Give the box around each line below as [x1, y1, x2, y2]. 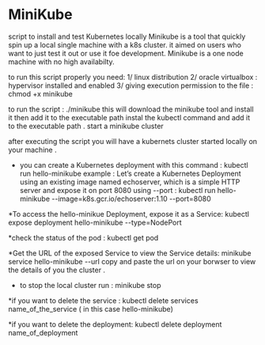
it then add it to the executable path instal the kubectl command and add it [8, 112, 251, 122]
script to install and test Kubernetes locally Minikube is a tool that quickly [8, 32, 246, 41]
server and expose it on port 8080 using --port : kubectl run [19, 185, 216, 195]
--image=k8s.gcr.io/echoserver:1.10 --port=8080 [51, 194, 211, 203]
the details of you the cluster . [8, 265, 105, 275]
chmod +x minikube [8, 89, 73, 98]
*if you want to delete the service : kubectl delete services [8, 295, 199, 305]
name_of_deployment [8, 328, 78, 337]
